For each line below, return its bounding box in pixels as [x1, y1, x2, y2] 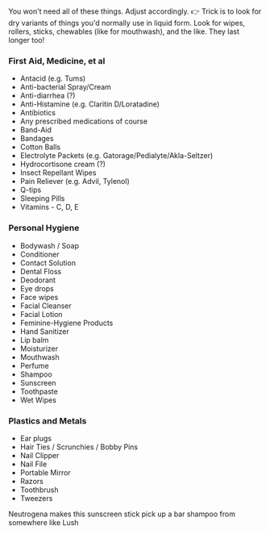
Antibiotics [19, 108, 56, 118]
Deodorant [19, 275, 56, 285]
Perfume [19, 361, 50, 370]
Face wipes [19, 292, 59, 302]
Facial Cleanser [19, 301, 73, 311]
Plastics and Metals [8, 415, 87, 426]
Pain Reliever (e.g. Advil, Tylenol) [19, 177, 131, 186]
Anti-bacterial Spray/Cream [19, 82, 111, 92]
